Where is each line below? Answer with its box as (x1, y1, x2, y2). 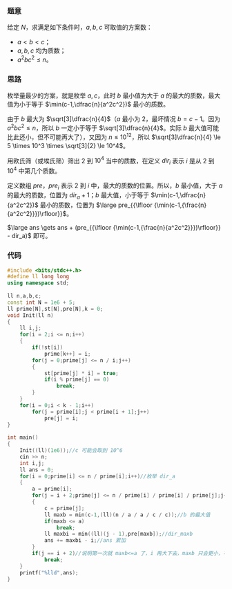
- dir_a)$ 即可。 (7, 232, 52, 240)
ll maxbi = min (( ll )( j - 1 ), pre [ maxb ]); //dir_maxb (43, 531, 193, 538)
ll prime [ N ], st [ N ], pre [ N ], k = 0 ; (7, 305, 104, 312)
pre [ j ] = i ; (43, 415, 79, 422)
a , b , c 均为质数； (17, 46, 66, 55)
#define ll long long (7, 273, 70, 280)
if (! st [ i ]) (32, 344, 64, 351)
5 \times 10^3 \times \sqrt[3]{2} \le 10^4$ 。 (7, 141, 130, 149)
